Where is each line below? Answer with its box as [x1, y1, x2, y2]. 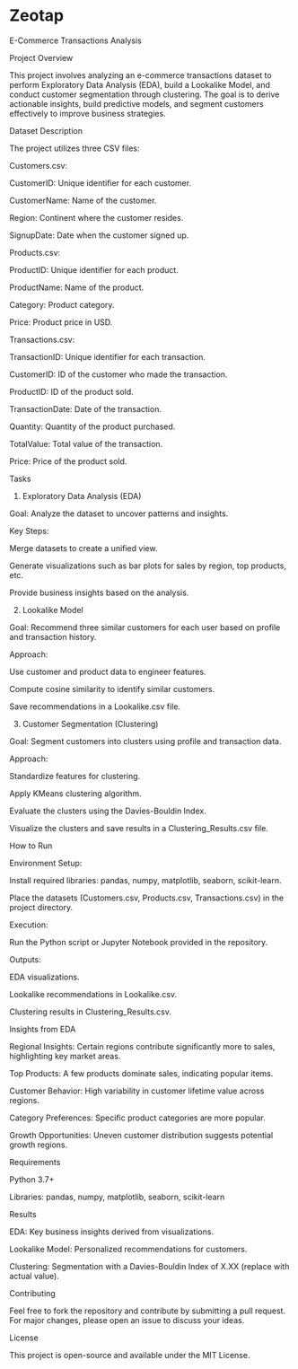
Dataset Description [9, 125, 83, 136]
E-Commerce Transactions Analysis [9, 35, 142, 46]
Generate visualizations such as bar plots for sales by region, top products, [9, 560, 287, 571]
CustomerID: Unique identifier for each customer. [9, 177, 191, 189]
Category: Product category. [9, 299, 115, 310]
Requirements [9, 1156, 61, 1167]
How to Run [9, 840, 53, 851]
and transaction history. [9, 631, 97, 642]
